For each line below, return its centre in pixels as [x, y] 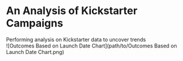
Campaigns [35, 23]
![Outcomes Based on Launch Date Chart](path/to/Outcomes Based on [91, 46]
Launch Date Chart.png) [35, 52]
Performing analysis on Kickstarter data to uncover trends [76, 39]
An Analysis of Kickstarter [72, 11]
